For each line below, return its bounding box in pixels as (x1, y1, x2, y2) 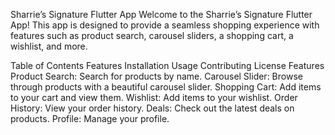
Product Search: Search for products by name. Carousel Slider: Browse (10, 70, 303, 82)
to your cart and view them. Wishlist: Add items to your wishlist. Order (10, 92, 298, 103)
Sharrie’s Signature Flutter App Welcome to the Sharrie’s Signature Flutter (10, 9, 313, 20)
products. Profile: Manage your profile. (10, 113, 170, 124)
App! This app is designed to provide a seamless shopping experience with (10, 19, 320, 31)
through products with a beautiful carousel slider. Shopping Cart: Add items (10, 81, 322, 93)
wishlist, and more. (10, 40, 88, 52)
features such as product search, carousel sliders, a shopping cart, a (10, 30, 294, 41)
